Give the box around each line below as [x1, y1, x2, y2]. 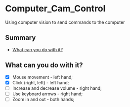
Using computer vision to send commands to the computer [5, 19, 125, 25]
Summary [5, 34, 36, 42]
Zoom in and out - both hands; [12, 96, 75, 102]
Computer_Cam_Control [5, 3, 106, 14]
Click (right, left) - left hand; [12, 79, 69, 85]
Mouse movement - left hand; [12, 74, 73, 80]
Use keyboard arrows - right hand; [12, 91, 83, 97]
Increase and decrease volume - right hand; [12, 85, 102, 91]
